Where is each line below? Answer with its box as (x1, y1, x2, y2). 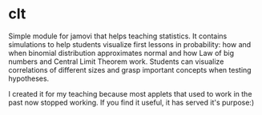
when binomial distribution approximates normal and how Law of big (8, 48, 235, 57)
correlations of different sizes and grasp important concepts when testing (8, 65, 252, 74)
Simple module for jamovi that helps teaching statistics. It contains (8, 31, 228, 41)
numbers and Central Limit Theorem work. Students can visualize (8, 57, 224, 66)
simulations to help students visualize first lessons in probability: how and (8, 39, 252, 49)
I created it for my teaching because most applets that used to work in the (8, 89, 252, 98)
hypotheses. (8, 73, 50, 83)
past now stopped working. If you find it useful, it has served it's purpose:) (8, 97, 255, 107)
